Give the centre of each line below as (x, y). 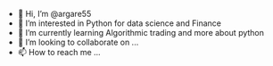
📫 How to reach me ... (59, 52)
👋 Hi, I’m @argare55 (54, 14)
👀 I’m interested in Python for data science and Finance (119, 23)
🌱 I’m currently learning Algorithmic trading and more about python (141, 33)
